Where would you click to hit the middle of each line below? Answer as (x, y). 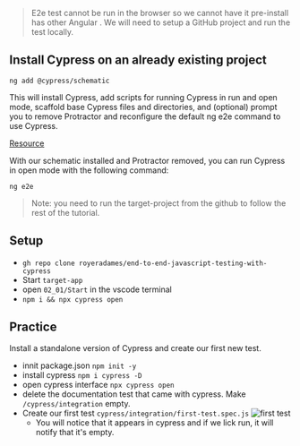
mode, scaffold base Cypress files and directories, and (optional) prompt (143, 107)
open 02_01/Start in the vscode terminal (97, 289)
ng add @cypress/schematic (60, 81)
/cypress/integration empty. (77, 404)
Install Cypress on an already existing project (138, 60)
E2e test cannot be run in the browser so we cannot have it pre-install (160, 13)
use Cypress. (34, 125)
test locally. (52, 32)
